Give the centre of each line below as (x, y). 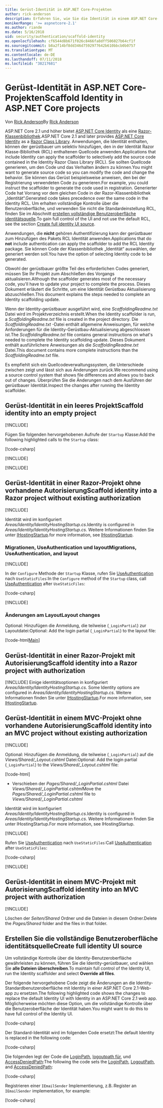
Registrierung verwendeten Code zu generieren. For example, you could (77, 183)
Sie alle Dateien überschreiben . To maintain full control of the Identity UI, (78, 968)
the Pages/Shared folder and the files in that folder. (56, 923)
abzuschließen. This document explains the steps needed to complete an (78, 295)
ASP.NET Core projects (53, 108)
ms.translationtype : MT (29, 50)
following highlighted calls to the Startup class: (52, 439)
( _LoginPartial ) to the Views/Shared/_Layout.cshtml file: (62, 764)
